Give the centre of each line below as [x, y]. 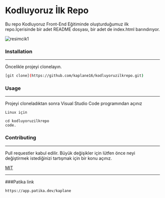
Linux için [16, 113]
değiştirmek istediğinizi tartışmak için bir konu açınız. [58, 158]
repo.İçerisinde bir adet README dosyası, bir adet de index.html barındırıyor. [82, 29]
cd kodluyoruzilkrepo [27, 121]
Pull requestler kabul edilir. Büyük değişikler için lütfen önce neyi [70, 153]
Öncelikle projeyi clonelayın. [34, 67]
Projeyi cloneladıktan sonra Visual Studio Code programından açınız [74, 103]
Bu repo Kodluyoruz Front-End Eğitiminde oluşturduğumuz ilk [67, 24]
